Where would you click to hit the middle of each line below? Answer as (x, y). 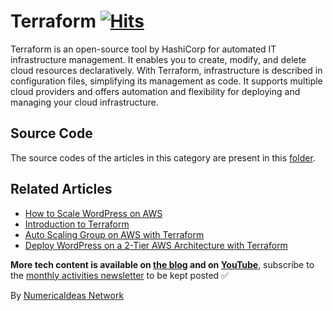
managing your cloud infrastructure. (84, 102)
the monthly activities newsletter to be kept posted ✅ (119, 275)
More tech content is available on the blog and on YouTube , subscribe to (162, 264)
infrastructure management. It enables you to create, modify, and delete (158, 59)
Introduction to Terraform (77, 224)
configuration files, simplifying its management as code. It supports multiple (166, 81)
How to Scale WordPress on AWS (93, 213)
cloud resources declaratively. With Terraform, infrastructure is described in (166, 70)
